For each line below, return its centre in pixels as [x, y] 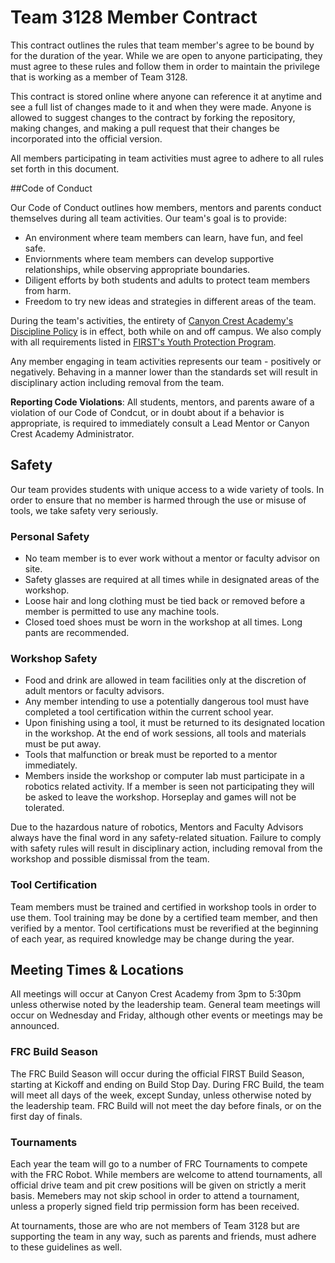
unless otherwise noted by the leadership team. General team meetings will [165, 1005]
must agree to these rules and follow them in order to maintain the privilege [165, 66]
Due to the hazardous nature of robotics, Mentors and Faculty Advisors [157, 827]
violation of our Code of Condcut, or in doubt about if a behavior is [147, 412]
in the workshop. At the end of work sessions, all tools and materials [165, 733]
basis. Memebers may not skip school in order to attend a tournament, [155, 1196]
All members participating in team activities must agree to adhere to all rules [167, 158]
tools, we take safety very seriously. [84, 510]
